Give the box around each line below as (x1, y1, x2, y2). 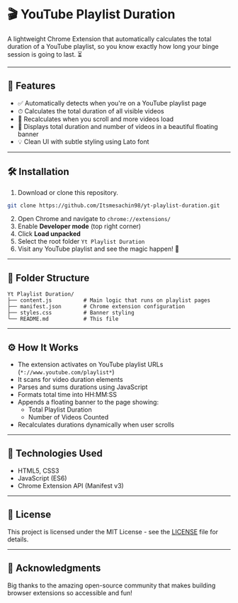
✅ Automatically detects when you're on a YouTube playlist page (17, 98, 207, 107)
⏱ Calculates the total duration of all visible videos (17, 106, 164, 115)
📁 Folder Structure (7, 271, 90, 284)
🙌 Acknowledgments (7, 562, 101, 575)
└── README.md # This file (7, 315, 119, 323)
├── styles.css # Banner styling (7, 310, 135, 317)
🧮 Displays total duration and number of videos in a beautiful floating (17, 122, 218, 130)
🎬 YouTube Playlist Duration (7, 6, 176, 23)
